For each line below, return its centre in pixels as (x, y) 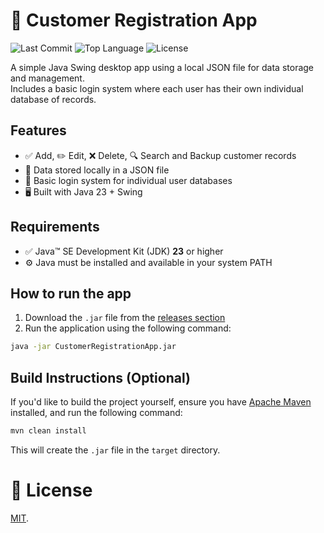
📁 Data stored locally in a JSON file (97, 170)
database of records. (53, 99)
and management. (47, 78)
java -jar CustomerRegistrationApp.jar (93, 347)
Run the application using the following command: (128, 328)
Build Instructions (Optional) (100, 377)
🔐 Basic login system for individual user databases (128, 180)
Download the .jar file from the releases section (125, 318)
